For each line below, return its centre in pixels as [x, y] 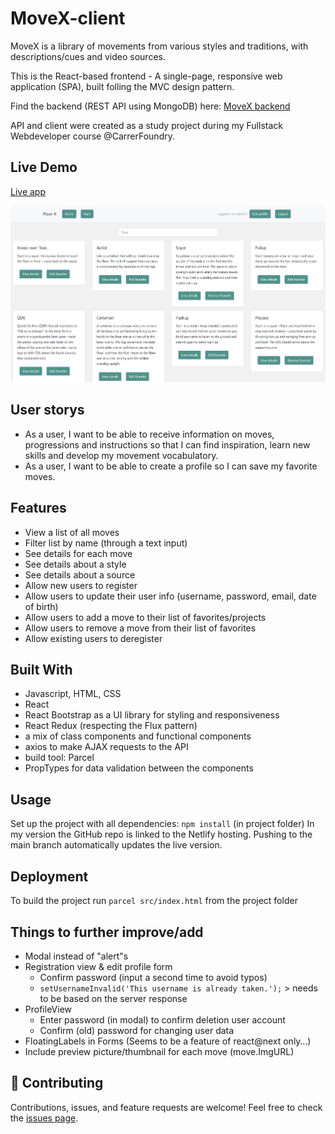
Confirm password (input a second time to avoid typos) [153, 977]
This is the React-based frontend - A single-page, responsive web [146, 76]
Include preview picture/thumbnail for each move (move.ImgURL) [159, 1051]
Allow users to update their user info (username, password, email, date [170, 596]
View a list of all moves [72, 532]
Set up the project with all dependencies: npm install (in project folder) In [162, 824]
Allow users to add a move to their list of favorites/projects [145, 617]
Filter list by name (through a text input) [106, 543]
